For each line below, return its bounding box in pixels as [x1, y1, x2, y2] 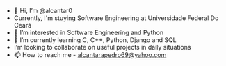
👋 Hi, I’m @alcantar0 [13, 7, 73, 14]
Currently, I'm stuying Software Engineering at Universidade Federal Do [13, 14, 219, 22]
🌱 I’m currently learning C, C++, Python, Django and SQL [13, 36, 177, 44]
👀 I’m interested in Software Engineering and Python [13, 28, 164, 36]
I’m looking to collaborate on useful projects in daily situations [13, 43, 191, 51]
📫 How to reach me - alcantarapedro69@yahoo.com [13, 51, 167, 58]
